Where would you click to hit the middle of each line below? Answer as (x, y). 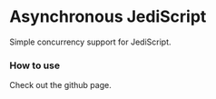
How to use (35, 65)
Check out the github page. (60, 85)
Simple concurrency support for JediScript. (90, 42)
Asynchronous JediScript (108, 17)
